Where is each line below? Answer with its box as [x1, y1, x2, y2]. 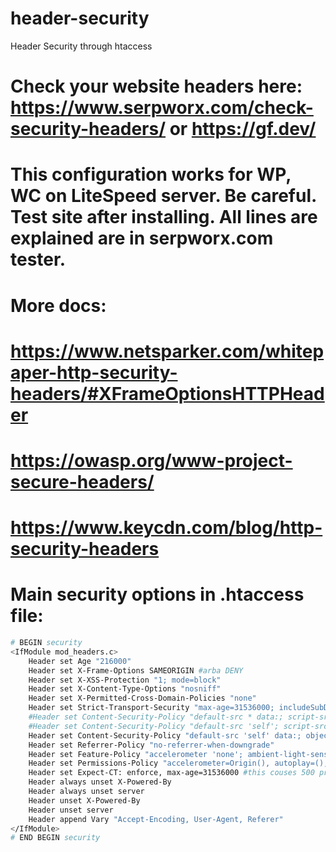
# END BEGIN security [10, 833, 101, 843]
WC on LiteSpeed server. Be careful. [10, 185, 317, 207]
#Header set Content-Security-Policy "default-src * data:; [28, 712, 284, 722]
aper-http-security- [10, 361, 178, 384]
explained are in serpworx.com [10, 227, 274, 250]
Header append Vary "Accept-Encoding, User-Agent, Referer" [28, 814, 284, 824]
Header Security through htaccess [10, 40, 153, 52]
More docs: [10, 294, 107, 317]
